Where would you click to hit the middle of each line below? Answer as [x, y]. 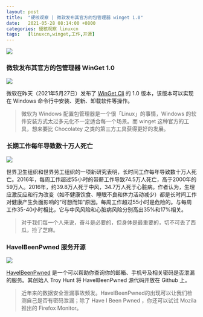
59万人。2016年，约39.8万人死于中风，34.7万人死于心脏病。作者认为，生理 [101, 187]
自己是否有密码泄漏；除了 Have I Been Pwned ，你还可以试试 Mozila [111, 301]
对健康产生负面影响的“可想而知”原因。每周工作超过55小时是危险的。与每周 [99, 202]
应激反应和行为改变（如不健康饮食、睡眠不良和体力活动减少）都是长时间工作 [101, 194]
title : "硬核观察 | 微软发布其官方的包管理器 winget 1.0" [75, 18]
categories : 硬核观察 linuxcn [42, 29]
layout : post [23, 12]
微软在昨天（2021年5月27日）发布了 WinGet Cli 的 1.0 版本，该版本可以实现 [100, 94]
